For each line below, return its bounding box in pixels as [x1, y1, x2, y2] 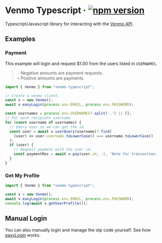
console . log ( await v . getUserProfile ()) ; [5, 201, 89, 206]
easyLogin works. [5, 232, 41, 238]
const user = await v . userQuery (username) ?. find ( [9, 129, 112, 134]
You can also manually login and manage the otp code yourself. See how [5, 227, 151, 233]
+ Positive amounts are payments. [17, 75, 85, 81]
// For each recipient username [5, 115, 71, 120]
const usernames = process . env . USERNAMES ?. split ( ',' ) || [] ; [5, 111, 132, 116]
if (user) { [9, 143, 34, 147]
